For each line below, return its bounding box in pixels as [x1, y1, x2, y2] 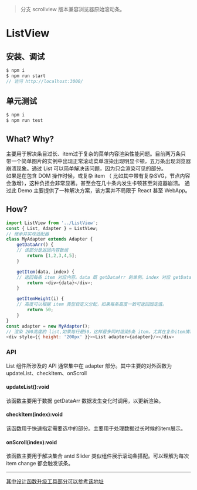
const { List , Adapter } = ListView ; [6, 225, 98, 231]
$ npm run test [6, 118, 43, 124]
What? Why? [6, 134, 55, 144]
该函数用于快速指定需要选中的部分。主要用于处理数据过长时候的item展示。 [6, 425, 186, 432]
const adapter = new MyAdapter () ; [6, 323, 91, 329]
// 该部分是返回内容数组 [16, 247, 69, 254]
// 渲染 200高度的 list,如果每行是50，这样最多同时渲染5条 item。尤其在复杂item [6, 329, 186, 335]
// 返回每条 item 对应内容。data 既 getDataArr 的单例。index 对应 [16, 274, 171, 280]
